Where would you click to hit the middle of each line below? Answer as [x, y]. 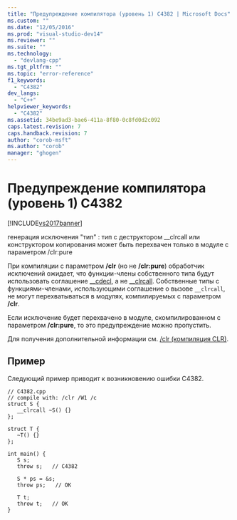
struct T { [23, 429]
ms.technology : [30, 54]
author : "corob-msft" [39, 140]
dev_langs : [23, 93]
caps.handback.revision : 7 [47, 133]
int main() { [27, 454]
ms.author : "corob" [36, 147]
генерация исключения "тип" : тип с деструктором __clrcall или [104, 236]
